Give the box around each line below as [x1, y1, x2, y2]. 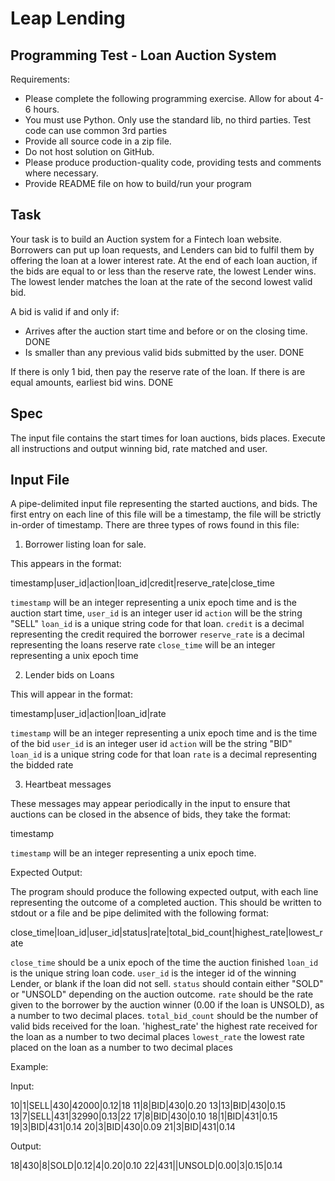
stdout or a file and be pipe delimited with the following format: [10, 907, 270, 919]
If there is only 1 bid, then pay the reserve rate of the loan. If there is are [10, 365, 306, 377]
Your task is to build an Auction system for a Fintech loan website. [10, 233, 282, 245]
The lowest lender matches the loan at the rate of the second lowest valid [10, 275, 313, 287]
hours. [33, 103, 60, 115]
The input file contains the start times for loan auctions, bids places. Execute [10, 432, 326, 444]
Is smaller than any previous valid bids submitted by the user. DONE [24, 346, 305, 358]
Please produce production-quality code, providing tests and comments [24, 157, 322, 168]
